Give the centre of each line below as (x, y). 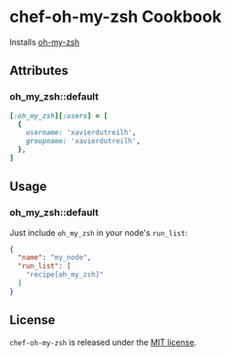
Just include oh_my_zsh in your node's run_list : (99, 232)
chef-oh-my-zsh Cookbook (115, 17)
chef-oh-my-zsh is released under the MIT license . (103, 342)
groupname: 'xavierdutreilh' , (84, 142)
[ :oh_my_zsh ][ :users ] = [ (58, 116)
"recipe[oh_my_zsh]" (65, 275)
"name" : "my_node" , (55, 257)
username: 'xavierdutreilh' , (81, 133)
